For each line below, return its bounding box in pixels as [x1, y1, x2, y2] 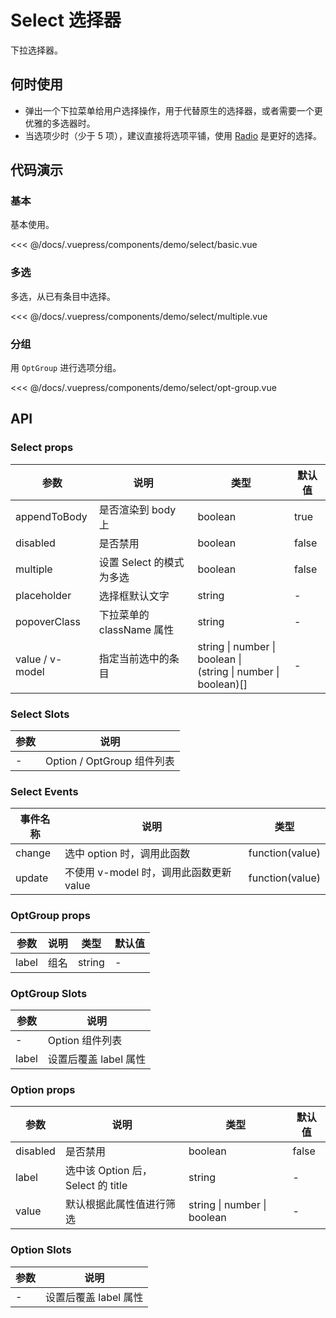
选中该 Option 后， [64, 1164, 153, 1178]
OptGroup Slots [10, 986, 88, 1000]
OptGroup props [10, 909, 91, 923]
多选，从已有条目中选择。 [10, 290, 116, 302]
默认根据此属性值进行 [64, 1197, 166, 1211]
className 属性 [98, 622, 175, 636]
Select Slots [10, 707, 70, 721]
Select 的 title [64, 1179, 128, 1193]
